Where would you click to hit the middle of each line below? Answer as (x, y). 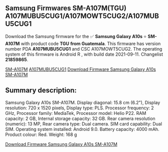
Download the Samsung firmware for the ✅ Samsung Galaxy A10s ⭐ (76, 36)
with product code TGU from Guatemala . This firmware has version (91, 43)
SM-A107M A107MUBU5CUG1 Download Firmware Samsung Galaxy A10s (81, 69)
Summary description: (41, 91)
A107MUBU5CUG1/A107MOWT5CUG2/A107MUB (82, 16)
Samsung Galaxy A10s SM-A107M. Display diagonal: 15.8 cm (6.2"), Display (83, 102)
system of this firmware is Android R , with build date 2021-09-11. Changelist (84, 54)
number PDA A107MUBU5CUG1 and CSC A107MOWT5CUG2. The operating (84, 49)
